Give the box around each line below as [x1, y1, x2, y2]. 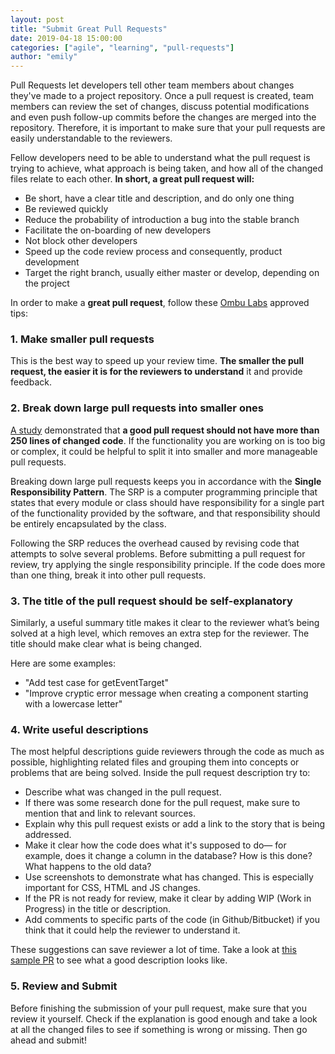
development [24, 256, 80, 268]
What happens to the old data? [24, 861, 152, 873]
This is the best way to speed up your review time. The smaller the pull [10, 355, 305, 367]
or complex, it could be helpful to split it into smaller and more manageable [10, 445, 318, 457]
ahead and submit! [10, 1034, 87, 1046]
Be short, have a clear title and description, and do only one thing [24, 192, 295, 205]
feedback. [10, 376, 52, 388]
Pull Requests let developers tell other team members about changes [10, 79, 295, 91]
